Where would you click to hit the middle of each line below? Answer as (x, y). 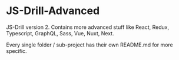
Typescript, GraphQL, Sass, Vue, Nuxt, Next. (60, 33)
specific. (17, 51)
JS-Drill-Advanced (53, 11)
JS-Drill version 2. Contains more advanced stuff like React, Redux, (88, 27)
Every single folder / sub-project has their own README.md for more (90, 45)
